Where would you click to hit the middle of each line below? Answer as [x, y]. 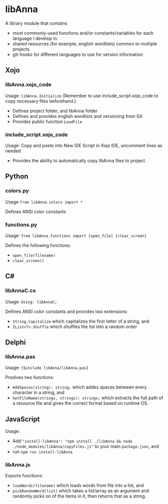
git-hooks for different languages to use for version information [78, 54]
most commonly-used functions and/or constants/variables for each [83, 33]
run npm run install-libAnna [42, 452]
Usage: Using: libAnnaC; [31, 301]
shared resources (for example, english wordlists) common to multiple [85, 43]
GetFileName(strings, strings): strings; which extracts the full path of [88, 398]
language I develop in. [35, 38]
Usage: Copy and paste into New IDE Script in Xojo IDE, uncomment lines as [84, 145]
